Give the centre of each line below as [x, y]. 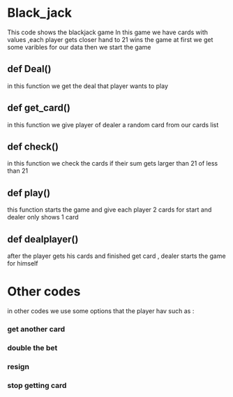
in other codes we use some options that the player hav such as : [101, 311]
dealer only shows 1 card [43, 217]
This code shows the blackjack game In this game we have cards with [107, 32]
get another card [36, 329]
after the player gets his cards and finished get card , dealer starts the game [116, 256]
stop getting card [37, 385]
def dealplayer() [43, 239]
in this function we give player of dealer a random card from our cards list [113, 124]
